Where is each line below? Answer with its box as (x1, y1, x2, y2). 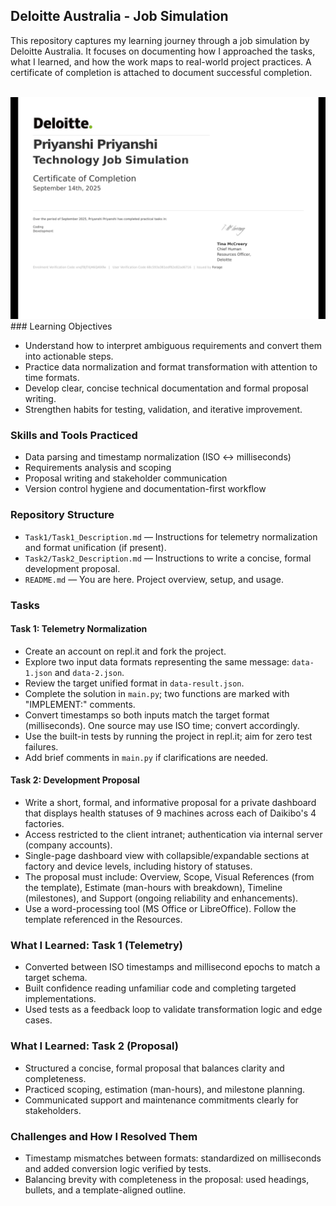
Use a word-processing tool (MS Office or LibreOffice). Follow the (24, 903, 297, 915)
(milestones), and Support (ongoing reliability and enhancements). (24, 892, 299, 904)
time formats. (24, 372, 80, 384)
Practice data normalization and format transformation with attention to (24, 361, 318, 373)
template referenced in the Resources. (24, 914, 183, 926)
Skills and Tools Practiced (10, 429, 138, 443)
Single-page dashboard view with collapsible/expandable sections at (24, 850, 310, 862)
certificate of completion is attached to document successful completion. (10, 66, 313, 78)
